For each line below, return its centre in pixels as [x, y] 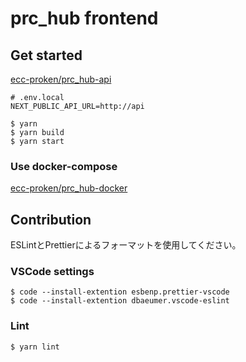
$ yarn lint [35, 347]
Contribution [51, 219]
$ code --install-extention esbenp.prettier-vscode [120, 292]
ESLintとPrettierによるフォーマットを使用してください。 [126, 245]
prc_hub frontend [84, 18]
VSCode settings [52, 272]
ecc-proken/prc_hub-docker [69, 188]
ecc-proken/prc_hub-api [61, 79]
